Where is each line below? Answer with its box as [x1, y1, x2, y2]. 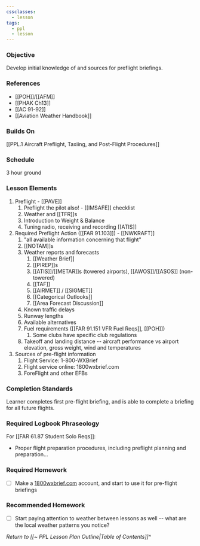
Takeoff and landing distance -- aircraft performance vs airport [23, 338, 179, 345]
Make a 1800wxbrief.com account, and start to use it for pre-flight [14, 480, 177, 487]
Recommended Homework [6, 501, 85, 509]
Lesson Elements [6, 184, 57, 192]
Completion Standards [6, 384, 73, 393]
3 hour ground [6, 169, 42, 177]
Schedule [6, 155, 35, 163]
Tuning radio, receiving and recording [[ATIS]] [23, 223, 137, 230]
